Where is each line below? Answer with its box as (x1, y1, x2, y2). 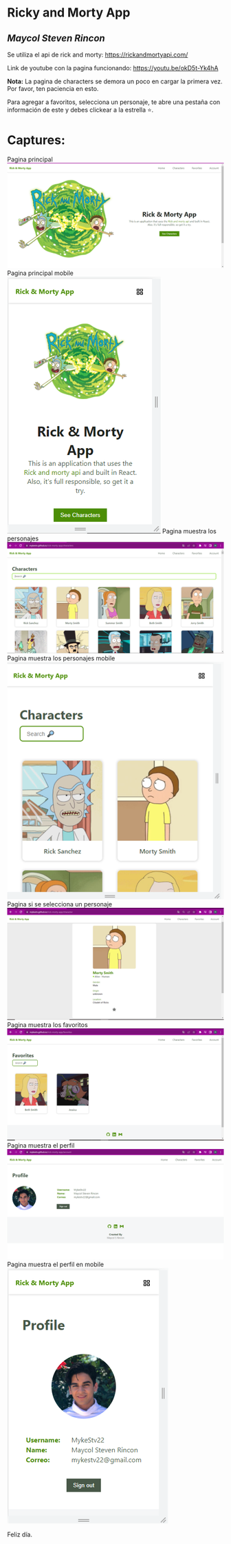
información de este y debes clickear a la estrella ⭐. (7, 105, 154, 114)
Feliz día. (7, 1530, 33, 1538)
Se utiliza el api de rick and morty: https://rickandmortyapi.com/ (7, 50, 188, 59)
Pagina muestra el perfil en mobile (7, 1260, 104, 1268)
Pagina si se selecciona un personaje (7, 900, 112, 908)
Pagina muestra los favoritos (7, 1021, 88, 1029)
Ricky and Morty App (7, 5, 131, 21)
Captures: (7, 132, 65, 148)
